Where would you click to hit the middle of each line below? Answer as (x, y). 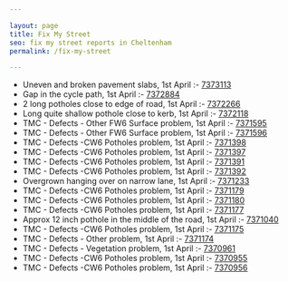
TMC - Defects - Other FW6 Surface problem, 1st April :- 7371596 (145, 133)
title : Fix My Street (50, 34)
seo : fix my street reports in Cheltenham (91, 43)
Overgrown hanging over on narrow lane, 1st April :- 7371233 (136, 181)
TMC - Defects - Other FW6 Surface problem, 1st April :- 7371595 (144, 123)
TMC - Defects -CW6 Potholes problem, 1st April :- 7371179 (133, 190)
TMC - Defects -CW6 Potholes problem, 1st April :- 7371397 (134, 152)
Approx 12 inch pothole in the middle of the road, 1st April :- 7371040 (150, 219)
